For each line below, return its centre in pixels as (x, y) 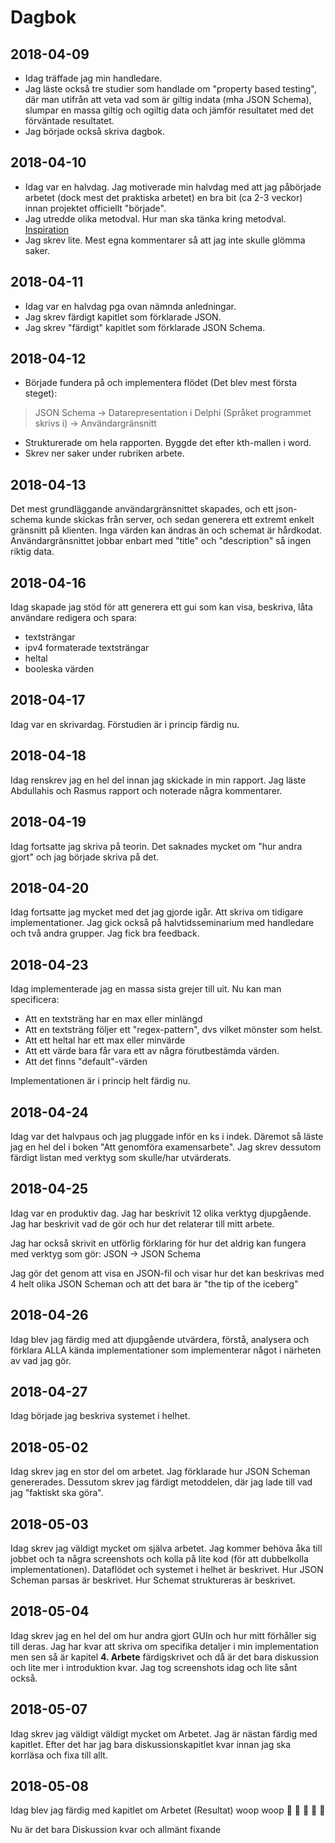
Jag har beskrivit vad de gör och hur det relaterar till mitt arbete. (142, 1223)
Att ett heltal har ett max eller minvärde (105, 1040)
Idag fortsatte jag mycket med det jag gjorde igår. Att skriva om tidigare (157, 912)
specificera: (35, 1000)
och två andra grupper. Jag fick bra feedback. (105, 933)
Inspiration (46, 229)
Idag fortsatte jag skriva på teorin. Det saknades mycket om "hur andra (156, 846)
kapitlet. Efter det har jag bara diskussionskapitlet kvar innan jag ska (151, 1744)
